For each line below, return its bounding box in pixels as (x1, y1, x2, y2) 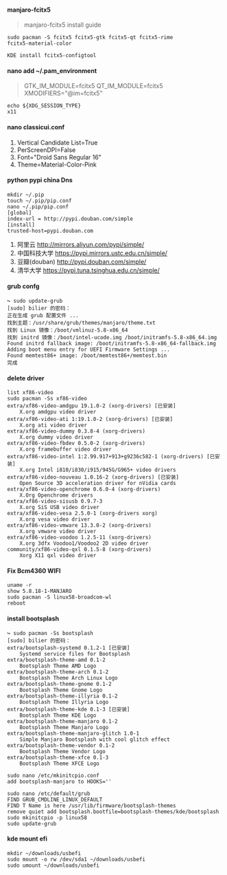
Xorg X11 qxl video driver (19, 552, 97, 559)
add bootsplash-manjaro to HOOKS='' (7, 778, 112, 785)
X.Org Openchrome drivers (19, 492, 94, 499)
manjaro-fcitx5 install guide (23, 21, 101, 29)
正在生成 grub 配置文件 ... (7, 312, 79, 319)
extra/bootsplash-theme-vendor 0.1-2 (7, 742, 115, 749)
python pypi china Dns (7, 176, 73, 184)
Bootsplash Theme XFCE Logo (19, 760, 99, 767)
